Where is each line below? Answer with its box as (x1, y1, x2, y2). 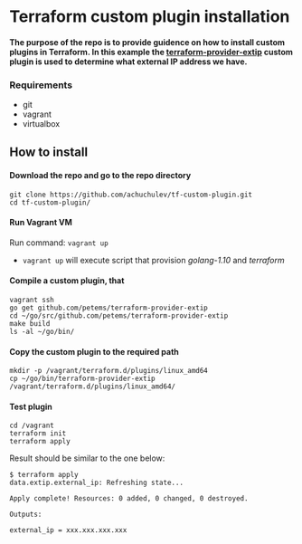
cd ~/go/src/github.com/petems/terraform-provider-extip (9, 311, 229, 320)
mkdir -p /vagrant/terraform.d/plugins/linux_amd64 (9, 367, 208, 376)
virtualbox (22, 119, 61, 129)
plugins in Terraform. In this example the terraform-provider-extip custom (9, 46, 294, 57)
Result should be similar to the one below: (9, 453, 165, 463)
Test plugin (9, 401, 52, 412)
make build (9, 320, 51, 329)
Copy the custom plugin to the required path (9, 346, 179, 357)
